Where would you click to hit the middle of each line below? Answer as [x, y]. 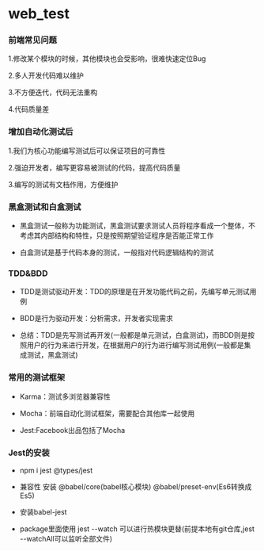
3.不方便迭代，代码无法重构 [53, 93]
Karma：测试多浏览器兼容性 [65, 396]
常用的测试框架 [37, 377]
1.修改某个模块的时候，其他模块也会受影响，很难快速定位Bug [107, 59]
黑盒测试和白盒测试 [45, 207]
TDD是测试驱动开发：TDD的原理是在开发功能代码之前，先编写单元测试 [135, 292]
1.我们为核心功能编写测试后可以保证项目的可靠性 [87, 151]
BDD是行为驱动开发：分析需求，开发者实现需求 [96, 319]
